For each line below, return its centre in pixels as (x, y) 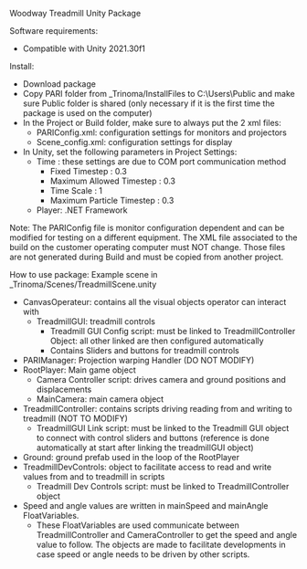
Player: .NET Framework (82, 210)
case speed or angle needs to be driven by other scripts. (143, 554)
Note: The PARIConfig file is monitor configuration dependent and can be (147, 228)
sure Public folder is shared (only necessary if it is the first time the (149, 103)
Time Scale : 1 (76, 190)
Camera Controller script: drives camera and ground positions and (161, 379)
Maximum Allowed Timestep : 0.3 (113, 181)
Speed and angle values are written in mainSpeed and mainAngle (145, 506)
